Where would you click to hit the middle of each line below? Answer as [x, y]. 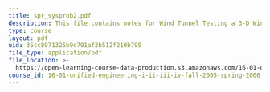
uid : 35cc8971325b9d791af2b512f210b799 [75, 46]
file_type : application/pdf [55, 53]
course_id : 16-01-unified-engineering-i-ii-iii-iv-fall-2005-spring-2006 [135, 75]
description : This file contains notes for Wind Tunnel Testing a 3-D [129, 23]
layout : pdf [28, 38]
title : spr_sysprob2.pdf [50, 16]
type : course [30, 30]
